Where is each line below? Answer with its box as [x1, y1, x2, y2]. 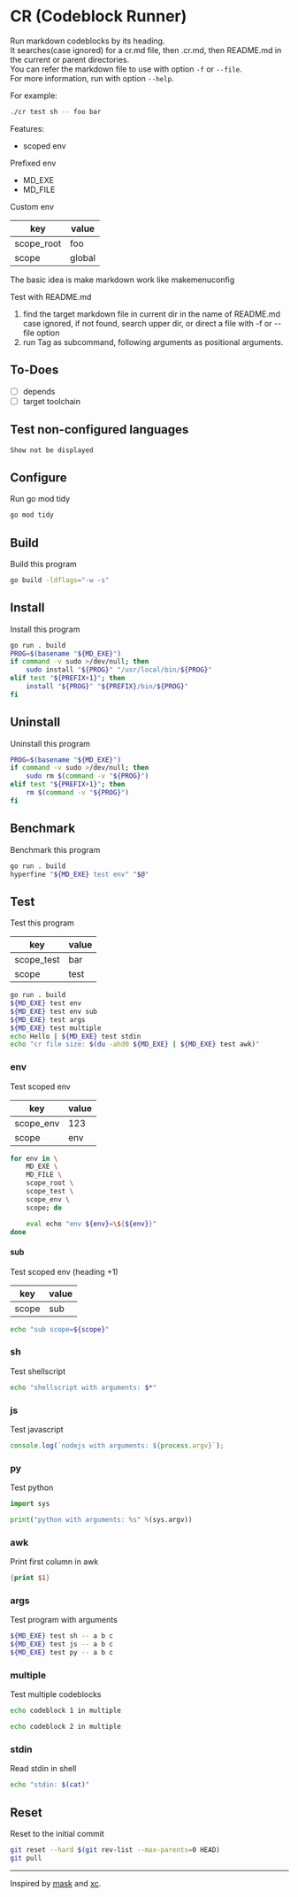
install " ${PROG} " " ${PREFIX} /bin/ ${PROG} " [26, 682, 189, 691]
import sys [10, 1500, 50, 1509]
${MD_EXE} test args [10, 1015, 87, 1024]
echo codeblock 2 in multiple [10, 1723, 122, 1732]
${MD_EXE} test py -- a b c [10, 1648, 114, 1657]
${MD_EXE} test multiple [10, 1024, 102, 1033]
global [70, 251, 96, 264]
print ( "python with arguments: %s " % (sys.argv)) [10, 1516, 193, 1525]
